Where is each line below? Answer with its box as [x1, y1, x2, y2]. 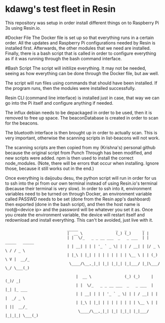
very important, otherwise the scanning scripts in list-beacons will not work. [5, 135, 160, 141]
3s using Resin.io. [5, 25, 41, 31]
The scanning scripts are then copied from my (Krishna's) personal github [5, 144, 156, 150]
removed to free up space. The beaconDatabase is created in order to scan [5, 115, 159, 121]
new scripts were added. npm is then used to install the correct [5, 155, 134, 161]
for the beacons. [5, 120, 39, 126]
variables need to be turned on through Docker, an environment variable [5, 191, 152, 197]
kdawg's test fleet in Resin [5, 3, 116, 15]
